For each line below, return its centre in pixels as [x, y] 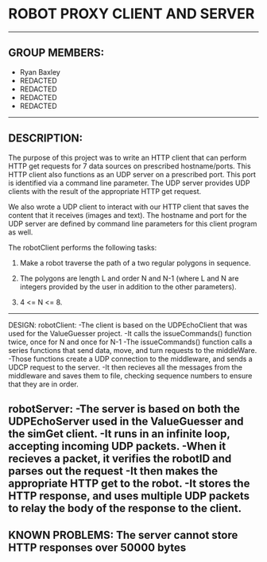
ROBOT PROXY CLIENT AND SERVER [132, 14]
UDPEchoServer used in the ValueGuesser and [126, 421]
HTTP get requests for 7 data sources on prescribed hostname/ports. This [130, 166]
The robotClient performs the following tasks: [83, 247]
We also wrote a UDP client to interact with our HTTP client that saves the [129, 207]
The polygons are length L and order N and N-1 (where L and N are [129, 278]
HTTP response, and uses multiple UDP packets [129, 496]
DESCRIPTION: [46, 139]
